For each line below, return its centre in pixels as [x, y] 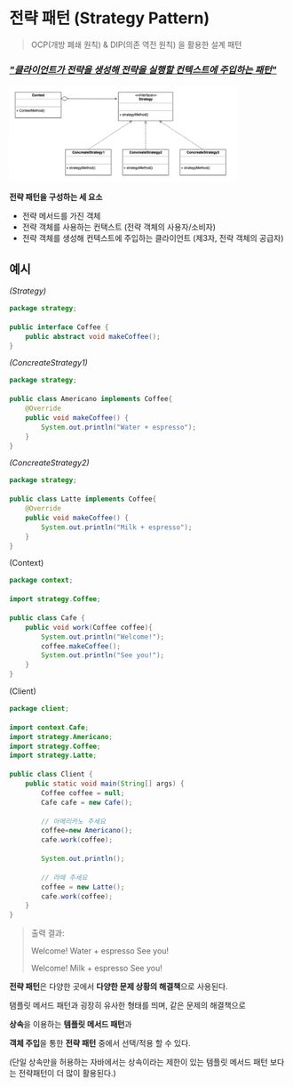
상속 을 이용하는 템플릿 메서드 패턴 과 [71, 1025]
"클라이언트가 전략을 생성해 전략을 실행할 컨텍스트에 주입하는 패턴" [143, 69]
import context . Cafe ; [49, 727]
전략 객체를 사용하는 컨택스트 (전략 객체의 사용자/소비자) [119, 227]
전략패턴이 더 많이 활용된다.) [67, 1074]
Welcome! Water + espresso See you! [100, 951]
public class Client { [51, 775]
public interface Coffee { [59, 327]
